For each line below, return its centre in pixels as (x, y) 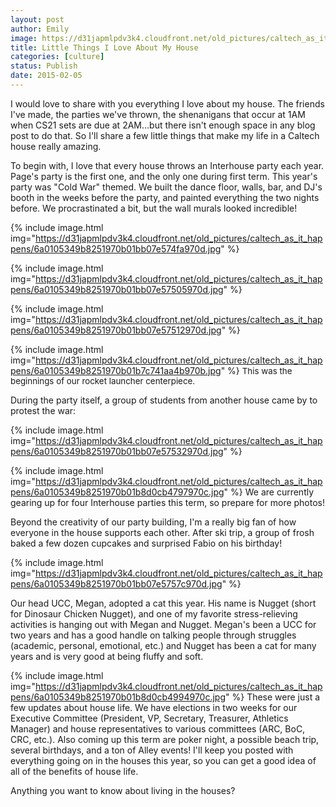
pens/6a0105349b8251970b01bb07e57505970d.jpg (117, 289)
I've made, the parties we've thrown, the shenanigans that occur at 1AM (158, 114)
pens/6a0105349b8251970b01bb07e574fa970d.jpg (116, 248)
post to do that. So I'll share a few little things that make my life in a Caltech (165, 135)
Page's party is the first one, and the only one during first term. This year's (164, 176)
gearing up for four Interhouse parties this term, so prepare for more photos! (168, 502)
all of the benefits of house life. (74, 771)
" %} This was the (256, 370)
